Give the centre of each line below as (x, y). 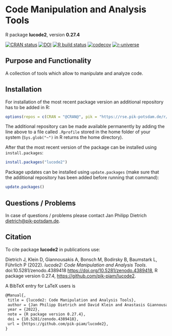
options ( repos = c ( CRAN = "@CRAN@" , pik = (51, 117)
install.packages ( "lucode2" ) (36, 162)
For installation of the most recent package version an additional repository (84, 102)
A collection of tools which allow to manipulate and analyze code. (74, 73)
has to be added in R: (28, 107)
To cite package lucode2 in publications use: (53, 249)
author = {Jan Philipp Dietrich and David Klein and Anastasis (76, 305)
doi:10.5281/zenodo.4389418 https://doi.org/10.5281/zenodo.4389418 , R (81, 270)
